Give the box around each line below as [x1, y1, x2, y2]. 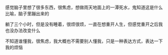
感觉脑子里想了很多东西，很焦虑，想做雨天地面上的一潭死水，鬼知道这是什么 [5, 4, 163, 10]
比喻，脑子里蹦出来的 [5, 10, 49, 16]
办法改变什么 [13, 27, 40, 33]
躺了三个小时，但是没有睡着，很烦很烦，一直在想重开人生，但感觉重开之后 [5, 21, 158, 27]
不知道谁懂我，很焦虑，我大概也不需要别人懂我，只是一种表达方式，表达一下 [5, 38, 163, 44]
